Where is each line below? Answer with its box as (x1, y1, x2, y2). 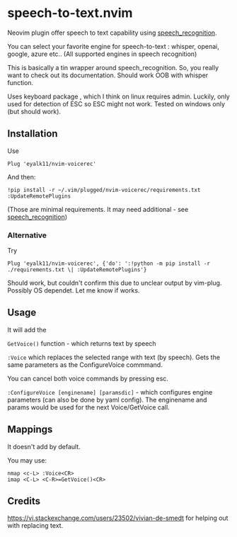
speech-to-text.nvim (7, 5, 133, 21)
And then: (7, 172, 36, 181)
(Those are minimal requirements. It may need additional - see (7, 205, 189, 213)
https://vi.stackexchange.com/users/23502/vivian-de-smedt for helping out (7, 514, 229, 522)
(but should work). (7, 107, 62, 115)
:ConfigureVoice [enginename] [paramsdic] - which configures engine (7, 388, 213, 396)
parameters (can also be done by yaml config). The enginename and (7, 395, 207, 404)
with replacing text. (7, 521, 64, 530)
